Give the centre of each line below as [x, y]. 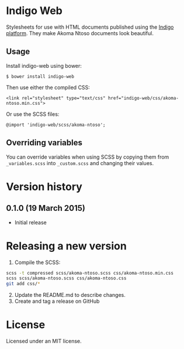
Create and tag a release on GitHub [57, 301]
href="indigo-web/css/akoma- [143, 98]
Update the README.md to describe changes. [70, 295]
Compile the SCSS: [37, 262]
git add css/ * [23, 284]
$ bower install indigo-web [40, 76]
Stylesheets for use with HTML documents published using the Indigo [90, 27]
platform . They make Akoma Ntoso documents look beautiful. [80, 33]
